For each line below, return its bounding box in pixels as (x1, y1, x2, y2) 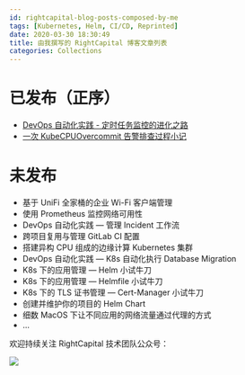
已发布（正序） (9, 88, 120, 109)
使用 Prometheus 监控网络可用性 (22, 209, 144, 219)
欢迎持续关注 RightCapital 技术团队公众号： (9, 338, 169, 349)
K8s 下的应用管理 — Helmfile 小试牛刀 (22, 276, 163, 286)
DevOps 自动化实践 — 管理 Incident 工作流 (22, 219, 180, 230)
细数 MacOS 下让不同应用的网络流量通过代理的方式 (22, 309, 212, 320)
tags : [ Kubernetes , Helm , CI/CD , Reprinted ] (9, 22, 179, 31)
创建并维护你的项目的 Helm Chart (22, 299, 146, 308)
